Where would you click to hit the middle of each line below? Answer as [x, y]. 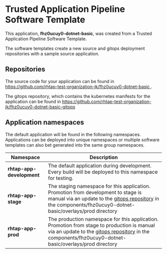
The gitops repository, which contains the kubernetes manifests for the [78, 96]
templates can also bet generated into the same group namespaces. [75, 145]
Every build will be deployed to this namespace [103, 171]
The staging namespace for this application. [99, 186]
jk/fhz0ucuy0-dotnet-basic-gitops [40, 107]
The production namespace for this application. [103, 219]
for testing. [61, 178]
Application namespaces [45, 123]
